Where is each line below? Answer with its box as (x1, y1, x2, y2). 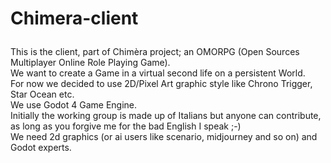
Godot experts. (10, 142, 72, 154)
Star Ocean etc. (10, 88, 75, 101)
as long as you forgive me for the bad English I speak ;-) (10, 120, 242, 132)
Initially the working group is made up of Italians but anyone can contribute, (10, 110, 322, 122)
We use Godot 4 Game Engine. (10, 99, 138, 111)
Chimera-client (10, 7, 139, 30)
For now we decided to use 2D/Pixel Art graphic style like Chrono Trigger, (10, 78, 313, 90)
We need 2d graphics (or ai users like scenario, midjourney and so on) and (10, 131, 318, 143)
